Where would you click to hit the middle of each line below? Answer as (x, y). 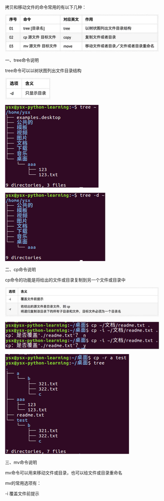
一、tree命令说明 (22, 60)
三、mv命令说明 (21, 462)
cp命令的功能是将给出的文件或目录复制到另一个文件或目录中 (65, 280)
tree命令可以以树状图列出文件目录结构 (43, 71)
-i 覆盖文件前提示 (22, 494)
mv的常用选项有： (23, 483)
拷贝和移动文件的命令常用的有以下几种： (46, 7)
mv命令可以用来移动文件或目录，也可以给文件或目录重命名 (64, 473)
